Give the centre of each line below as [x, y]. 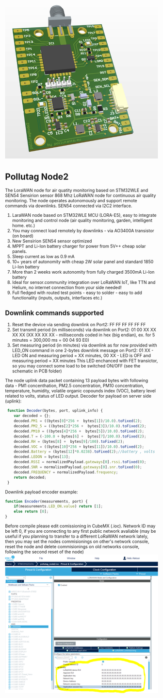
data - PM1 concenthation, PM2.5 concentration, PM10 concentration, [75, 386]
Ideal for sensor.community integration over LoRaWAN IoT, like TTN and [84, 282]
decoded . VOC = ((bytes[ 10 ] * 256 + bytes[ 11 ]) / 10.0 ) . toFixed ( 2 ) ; [79, 447]
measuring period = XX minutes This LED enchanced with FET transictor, [85, 361]
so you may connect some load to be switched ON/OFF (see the [76, 366]
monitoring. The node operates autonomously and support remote [71, 200]
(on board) [23, 236]
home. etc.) [24, 225]
